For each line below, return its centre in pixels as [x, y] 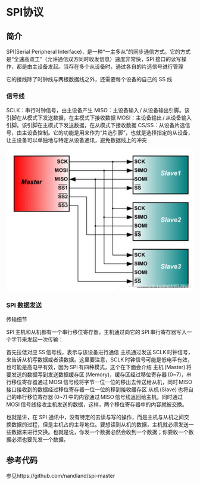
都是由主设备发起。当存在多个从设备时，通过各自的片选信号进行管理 [100, 67]
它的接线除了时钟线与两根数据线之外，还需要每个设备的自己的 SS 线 [89, 79]
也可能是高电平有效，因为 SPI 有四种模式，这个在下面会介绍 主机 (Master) [96, 367]
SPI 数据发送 [24, 305]
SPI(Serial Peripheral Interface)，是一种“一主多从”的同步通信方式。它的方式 [99, 52]
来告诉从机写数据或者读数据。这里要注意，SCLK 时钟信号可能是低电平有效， [100, 360]
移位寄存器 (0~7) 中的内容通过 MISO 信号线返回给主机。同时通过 [105, 397]
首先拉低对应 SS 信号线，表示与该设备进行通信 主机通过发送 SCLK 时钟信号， [100, 352]
